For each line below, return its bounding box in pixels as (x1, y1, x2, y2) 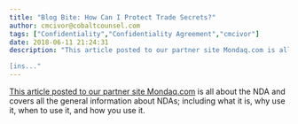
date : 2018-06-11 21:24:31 (9, 37, 109, 47)
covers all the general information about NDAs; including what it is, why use (9, 96, 286, 106)
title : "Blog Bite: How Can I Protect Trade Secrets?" (9, 12, 216, 22)
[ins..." (9, 62, 42, 71)
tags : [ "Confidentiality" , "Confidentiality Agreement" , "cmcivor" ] (9, 29, 260, 38)
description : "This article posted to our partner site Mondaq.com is (9, 46, 276, 55)
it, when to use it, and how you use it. (9, 105, 145, 115)
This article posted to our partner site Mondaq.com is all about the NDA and (9, 86, 286, 97)
